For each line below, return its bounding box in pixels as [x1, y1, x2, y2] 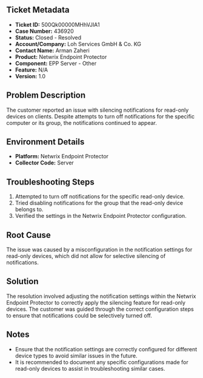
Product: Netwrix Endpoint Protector [15, 53, 107, 60]
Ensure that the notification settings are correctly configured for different [15, 345, 198, 353]
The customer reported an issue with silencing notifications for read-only [6, 106, 189, 113]
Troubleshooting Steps [6, 177, 95, 187]
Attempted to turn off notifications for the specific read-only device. [15, 193, 185, 200]
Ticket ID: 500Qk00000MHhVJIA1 [15, 21, 100, 28]
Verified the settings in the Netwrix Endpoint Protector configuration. [15, 212, 187, 220]
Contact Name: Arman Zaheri [15, 47, 90, 54]
